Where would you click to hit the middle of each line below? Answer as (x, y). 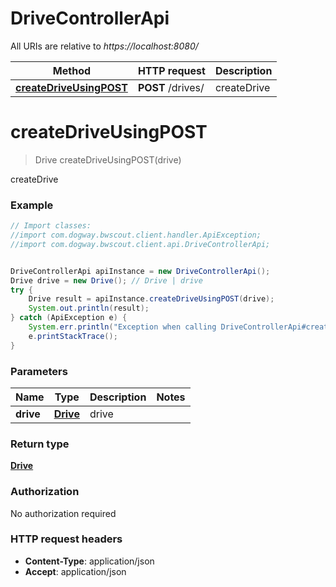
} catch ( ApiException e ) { (69, 318)
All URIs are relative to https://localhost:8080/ (104, 46)
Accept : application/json (75, 571)
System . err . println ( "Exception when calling (122, 327)
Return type (40, 444)
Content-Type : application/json (89, 561)
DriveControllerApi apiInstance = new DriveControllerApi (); (140, 271)
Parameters (39, 371)
